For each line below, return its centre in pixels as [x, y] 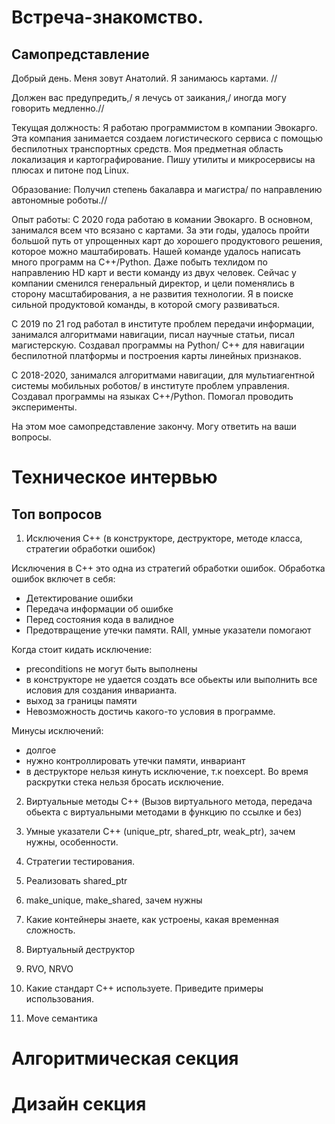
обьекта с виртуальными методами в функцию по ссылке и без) [164, 812]
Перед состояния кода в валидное [100, 619]
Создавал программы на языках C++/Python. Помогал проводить [152, 396]
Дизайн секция [79, 1104]
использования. [59, 999]
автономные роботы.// [59, 200]
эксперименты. [44, 407]
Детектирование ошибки [79, 598]
